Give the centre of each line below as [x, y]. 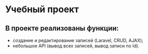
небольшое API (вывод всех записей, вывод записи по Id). [76, 46]
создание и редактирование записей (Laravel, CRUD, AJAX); [78, 40]
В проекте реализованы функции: [62, 28]
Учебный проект [42, 9]
